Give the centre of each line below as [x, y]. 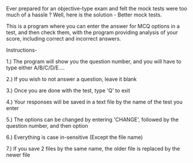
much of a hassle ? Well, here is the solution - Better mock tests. [84, 15]
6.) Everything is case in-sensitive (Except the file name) [74, 137]
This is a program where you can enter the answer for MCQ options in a [93, 26]
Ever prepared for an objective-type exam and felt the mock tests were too [96, 9]
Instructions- [22, 50]
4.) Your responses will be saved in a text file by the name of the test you [94, 102]
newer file [18, 155]
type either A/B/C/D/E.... [35, 68]
